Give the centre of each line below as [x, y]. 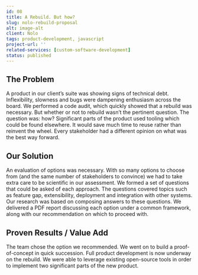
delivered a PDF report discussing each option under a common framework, [98, 208]
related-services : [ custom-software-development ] [69, 50]
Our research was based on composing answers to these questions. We [94, 202]
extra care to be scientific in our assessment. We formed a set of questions [98, 183]
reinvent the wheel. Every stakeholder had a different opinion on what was [97, 131]
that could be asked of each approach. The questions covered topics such [97, 189]
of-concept [20, 253]
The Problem [30, 79]
